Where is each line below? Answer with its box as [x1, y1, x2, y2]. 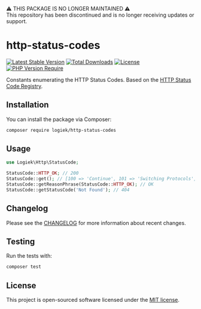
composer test [6, 264, 42, 270]
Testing [6, 237, 35, 247]
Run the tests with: [6, 252, 52, 259]
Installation [6, 100, 49, 110]
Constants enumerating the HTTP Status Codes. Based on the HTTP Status [6, 76, 191, 83]
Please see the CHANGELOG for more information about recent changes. [6, 219, 187, 226]
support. [6, 18, 28, 24]
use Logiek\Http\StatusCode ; [6, 159, 79, 166]
